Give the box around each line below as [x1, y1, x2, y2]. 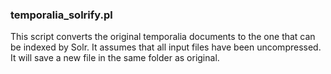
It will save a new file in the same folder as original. [10, 52, 220, 64]
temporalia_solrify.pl [10, 8, 113, 22]
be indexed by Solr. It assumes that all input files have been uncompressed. [10, 41, 322, 53]
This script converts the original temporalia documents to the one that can [10, 31, 316, 43]
